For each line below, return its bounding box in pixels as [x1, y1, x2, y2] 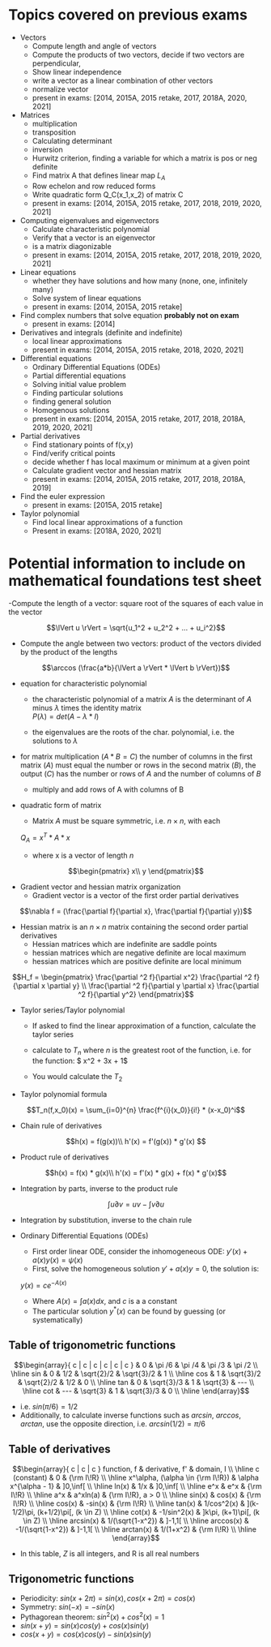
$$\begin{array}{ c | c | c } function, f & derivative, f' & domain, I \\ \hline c [11, 1464, 260, 1473]
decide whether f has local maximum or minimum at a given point [32, 457, 251, 467]
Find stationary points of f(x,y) [32, 440, 133, 449]
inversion [32, 144, 63, 154]
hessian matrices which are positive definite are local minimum [32, 957, 242, 966]
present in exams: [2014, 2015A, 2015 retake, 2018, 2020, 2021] [32, 345, 244, 355]
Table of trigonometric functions [8, 1339, 176, 1352]
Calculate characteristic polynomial [32, 224, 150, 234]
